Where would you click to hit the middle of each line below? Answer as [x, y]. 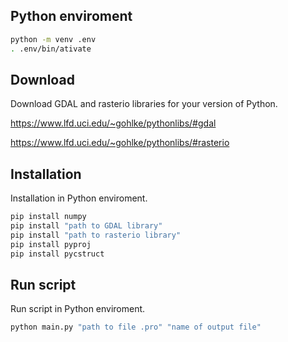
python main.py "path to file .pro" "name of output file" [136, 327]
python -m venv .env [53, 39]
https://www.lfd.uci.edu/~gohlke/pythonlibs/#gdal [113, 123]
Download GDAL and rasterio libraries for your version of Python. [144, 104]
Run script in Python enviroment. [78, 309]
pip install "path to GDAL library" [86, 226]
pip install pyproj [51, 244]
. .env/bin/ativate [51, 49]
